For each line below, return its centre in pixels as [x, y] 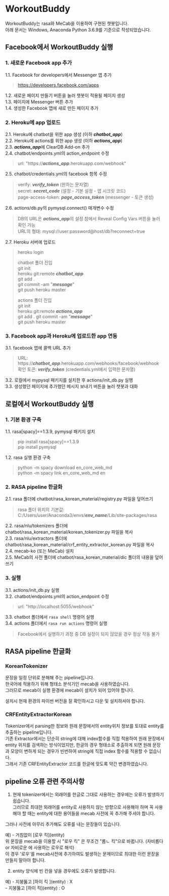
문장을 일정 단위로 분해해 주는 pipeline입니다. [50, 678]
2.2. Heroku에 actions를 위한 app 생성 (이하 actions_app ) [64, 140]
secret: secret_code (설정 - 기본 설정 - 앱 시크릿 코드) [72, 191]
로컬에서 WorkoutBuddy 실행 [50, 404]
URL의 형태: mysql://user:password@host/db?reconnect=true [81, 231]
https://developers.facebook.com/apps [58, 85]
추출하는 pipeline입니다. [29, 732]
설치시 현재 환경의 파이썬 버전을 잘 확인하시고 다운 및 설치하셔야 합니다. [75, 701]
